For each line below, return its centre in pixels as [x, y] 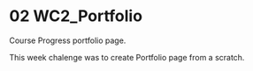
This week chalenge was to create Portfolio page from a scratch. [127, 57]
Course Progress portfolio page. [68, 40]
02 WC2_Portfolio [76, 16]
